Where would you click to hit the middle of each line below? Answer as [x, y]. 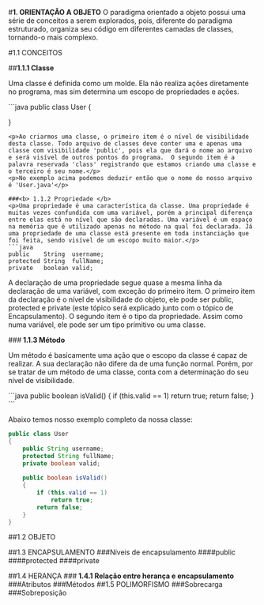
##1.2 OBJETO [32, 537]
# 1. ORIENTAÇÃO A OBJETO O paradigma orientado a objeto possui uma [127, 12]
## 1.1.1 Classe [31, 68]
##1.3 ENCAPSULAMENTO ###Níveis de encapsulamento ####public [122, 552]
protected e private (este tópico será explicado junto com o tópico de [121, 308]
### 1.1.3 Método [37, 340]
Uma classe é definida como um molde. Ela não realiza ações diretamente [128, 83]
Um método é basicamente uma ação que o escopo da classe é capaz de [128, 355]
